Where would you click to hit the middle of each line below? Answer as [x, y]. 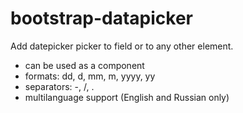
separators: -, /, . [59, 86]
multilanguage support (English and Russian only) [127, 97]
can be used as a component [84, 65]
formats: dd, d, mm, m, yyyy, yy [90, 76]
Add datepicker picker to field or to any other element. [122, 46]
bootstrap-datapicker [101, 18]
